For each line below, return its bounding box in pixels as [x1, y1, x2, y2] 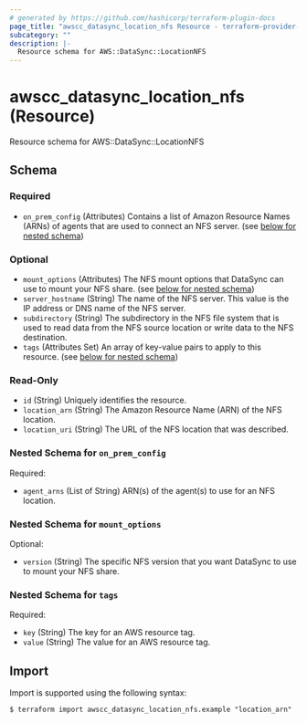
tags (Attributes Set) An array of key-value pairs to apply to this [22, 341, 262, 352]
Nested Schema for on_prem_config [9, 446, 166, 459]
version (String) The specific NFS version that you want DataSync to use [22, 556, 297, 567]
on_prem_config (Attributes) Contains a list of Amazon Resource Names [22, 211, 291, 222]
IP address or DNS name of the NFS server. [22, 303, 186, 314]
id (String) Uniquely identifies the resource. [22, 394, 187, 406]
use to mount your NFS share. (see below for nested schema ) [22, 284, 255, 295]
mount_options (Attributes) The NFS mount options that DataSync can [22, 274, 284, 285]
